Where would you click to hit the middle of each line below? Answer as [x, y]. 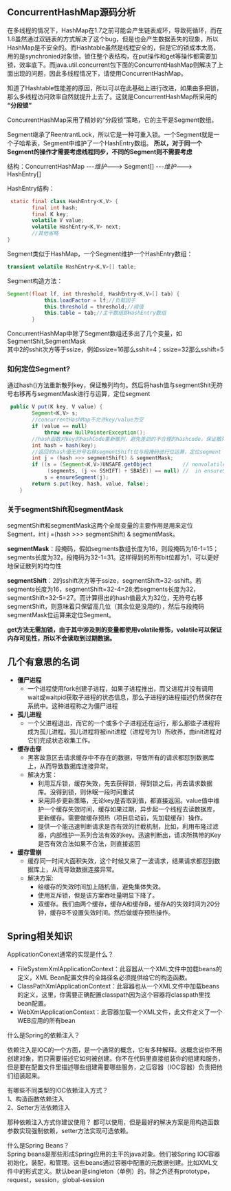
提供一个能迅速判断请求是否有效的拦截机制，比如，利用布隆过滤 [128, 826]
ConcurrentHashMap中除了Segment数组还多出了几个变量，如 [95, 333]
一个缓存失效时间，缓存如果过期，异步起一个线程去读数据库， [131, 809]
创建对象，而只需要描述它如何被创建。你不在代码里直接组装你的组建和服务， [115, 1058]
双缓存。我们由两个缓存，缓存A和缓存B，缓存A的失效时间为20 [126, 904]
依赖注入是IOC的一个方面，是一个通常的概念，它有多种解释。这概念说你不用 [115, 1050]
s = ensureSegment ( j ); [76, 477]
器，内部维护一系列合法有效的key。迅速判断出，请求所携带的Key [129, 835]
